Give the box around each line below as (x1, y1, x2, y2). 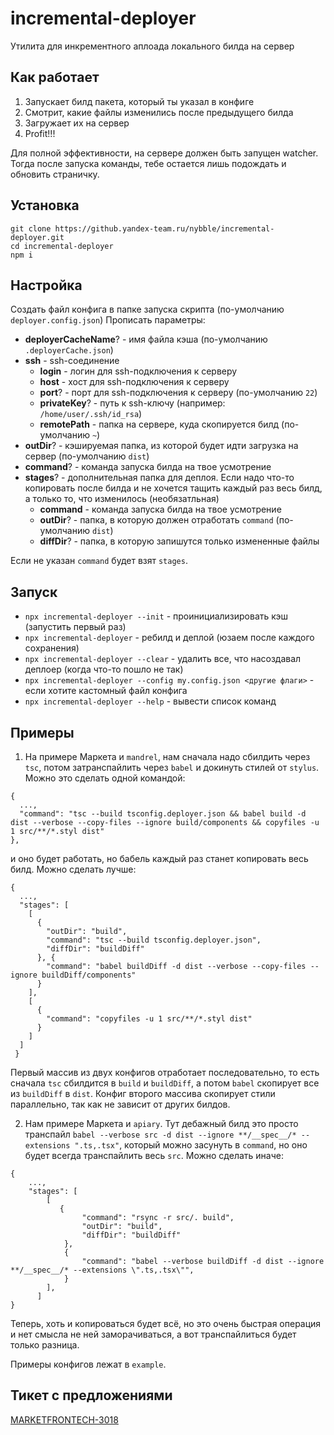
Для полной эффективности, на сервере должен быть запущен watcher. (10, 147, 319, 159)
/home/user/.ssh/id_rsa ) (39, 408, 143, 420)
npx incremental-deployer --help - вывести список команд (24, 695, 277, 707)
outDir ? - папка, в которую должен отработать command (39, 514, 274, 526)
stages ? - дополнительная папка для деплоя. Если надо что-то (24, 472, 295, 484)
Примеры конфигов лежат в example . (10, 1358, 167, 1370)
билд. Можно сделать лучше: (10, 863, 137, 875)
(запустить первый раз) (24, 621, 127, 633)
